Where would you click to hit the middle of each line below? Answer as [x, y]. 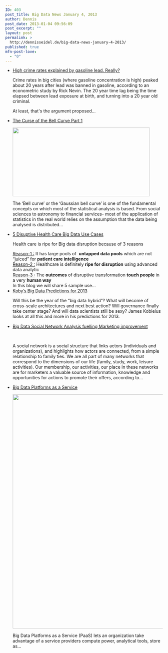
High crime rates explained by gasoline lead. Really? [66, 70]
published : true [22, 47]
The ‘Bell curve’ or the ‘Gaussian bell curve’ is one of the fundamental [84, 203]
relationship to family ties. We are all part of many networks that [78, 356]
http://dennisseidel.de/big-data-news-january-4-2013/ [68, 42]
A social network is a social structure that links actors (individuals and [84, 346]
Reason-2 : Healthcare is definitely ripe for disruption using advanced [85, 264]
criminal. [21, 101]
